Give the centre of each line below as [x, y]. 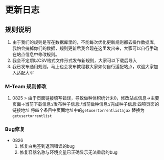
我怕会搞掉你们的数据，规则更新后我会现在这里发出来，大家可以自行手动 [85, 48]
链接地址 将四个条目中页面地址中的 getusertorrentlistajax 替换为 [78, 110]
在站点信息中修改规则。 [36, 54]
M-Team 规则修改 [26, 86]
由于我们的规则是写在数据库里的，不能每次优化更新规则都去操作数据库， [85, 42]
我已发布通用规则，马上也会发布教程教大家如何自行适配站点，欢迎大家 [83, 67]
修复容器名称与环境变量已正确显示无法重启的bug [69, 152]
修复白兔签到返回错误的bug [47, 146]
